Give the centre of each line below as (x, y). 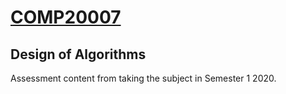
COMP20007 (66, 17)
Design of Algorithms (78, 54)
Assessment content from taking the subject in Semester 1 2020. (143, 78)
